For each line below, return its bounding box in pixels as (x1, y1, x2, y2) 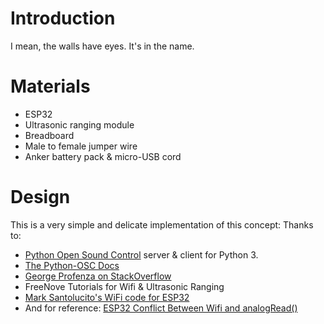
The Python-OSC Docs (24, 259, 120, 271)
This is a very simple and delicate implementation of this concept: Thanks (10, 218, 314, 231)
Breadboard (24, 129, 75, 141)
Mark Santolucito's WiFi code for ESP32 (24, 291, 190, 303)
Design (10, 186, 71, 209)
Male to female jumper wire (24, 140, 138, 152)
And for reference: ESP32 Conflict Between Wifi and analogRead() (24, 302, 298, 314)
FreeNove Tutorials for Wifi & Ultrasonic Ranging (24, 280, 225, 292)
